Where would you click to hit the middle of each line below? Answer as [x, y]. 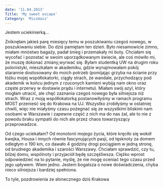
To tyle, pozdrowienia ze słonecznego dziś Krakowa [57, 179]
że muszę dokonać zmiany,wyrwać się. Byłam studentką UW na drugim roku [82, 62]
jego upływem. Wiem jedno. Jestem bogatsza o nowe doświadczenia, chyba [81, 165]
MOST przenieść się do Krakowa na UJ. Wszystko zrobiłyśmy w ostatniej [78, 104]
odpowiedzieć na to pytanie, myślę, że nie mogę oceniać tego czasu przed [80, 160]
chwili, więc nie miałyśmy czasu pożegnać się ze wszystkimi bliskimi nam [79, 109]
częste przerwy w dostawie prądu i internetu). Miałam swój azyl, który [75, 88]
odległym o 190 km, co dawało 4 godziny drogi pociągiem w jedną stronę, [79, 144]
